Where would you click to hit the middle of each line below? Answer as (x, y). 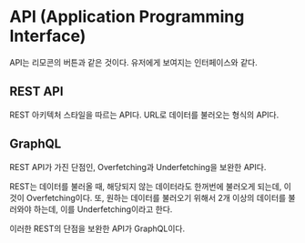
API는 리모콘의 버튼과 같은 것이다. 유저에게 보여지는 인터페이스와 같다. (133, 62)
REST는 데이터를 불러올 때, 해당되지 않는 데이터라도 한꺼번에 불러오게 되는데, (146, 186)
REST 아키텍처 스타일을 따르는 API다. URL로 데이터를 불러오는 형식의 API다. (144, 115)
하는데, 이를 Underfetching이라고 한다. (103, 209)
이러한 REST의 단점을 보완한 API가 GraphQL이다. (97, 228)
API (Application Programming (127, 17)
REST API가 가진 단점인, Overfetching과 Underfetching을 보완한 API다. (138, 167)
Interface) (48, 36)
